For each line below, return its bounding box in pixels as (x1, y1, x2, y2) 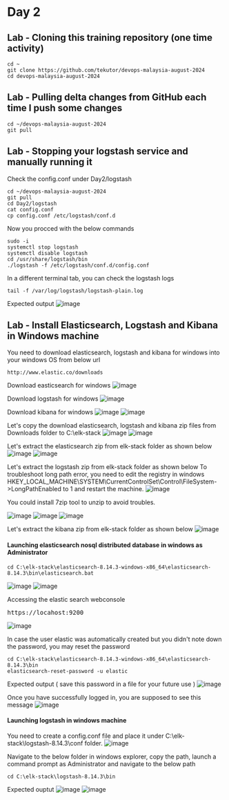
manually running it (7, 156, 93, 168)
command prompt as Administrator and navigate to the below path (7, 759, 196, 768)
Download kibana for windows (7, 408, 94, 417)
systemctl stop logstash (7, 243, 79, 251)
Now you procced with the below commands (7, 224, 135, 232)
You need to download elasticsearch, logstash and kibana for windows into (7, 348, 220, 356)
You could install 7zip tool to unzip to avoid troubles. (7, 498, 156, 506)
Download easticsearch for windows (7, 381, 111, 390)
